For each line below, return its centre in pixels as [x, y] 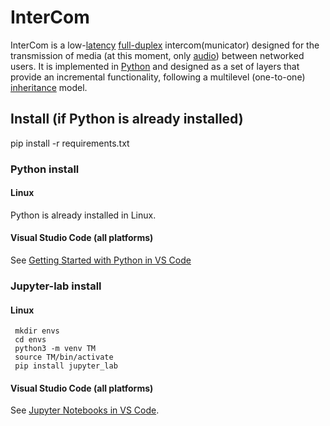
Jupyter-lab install [56, 286]
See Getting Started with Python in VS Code [101, 260]
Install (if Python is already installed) [127, 119]
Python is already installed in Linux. [83, 215]
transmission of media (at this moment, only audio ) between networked [157, 55]
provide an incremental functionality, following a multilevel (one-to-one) [158, 77]
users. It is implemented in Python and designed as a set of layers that [155, 66]
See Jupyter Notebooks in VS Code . [85, 410]
